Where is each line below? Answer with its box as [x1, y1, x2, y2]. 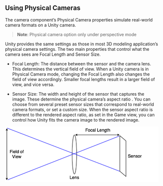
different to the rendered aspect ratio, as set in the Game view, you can [12, 112, 155, 118]
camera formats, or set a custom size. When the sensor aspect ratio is [12, 106, 153, 112]
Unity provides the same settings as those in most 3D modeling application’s [5, 41, 158, 47]
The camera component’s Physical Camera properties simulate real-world [5, 17, 153, 22]
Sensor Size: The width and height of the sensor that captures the [12, 91, 145, 97]
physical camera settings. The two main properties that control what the [5, 46, 149, 52]
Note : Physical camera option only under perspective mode [17, 31, 137, 37]
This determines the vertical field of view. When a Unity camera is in [12, 66, 149, 72]
